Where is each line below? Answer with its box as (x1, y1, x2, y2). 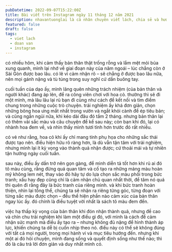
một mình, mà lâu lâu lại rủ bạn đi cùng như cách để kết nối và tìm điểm (5, 97, 156, 103)
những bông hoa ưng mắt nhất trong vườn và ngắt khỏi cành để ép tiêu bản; (5, 108, 165, 114)
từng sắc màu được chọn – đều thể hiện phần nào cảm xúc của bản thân (5, 193, 158, 199)
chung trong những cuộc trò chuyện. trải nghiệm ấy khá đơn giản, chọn (5, 102, 156, 108)
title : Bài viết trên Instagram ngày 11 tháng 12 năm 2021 (5, 12, 134, 17)
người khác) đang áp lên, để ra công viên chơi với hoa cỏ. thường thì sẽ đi (5, 91, 160, 97)
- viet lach (10, 36, 36, 41)
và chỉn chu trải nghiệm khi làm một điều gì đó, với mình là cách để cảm (5, 214, 157, 220)
